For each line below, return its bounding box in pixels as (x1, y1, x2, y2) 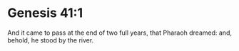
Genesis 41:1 (7, 5, 83, 21)
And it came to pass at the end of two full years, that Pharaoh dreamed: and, (7, 28, 232, 37)
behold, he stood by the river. (7, 35, 94, 44)
